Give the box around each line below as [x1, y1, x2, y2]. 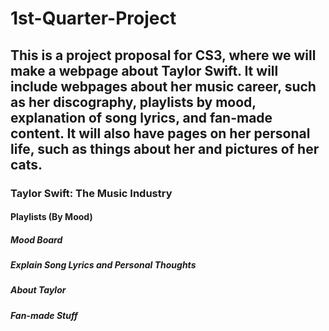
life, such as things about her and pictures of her [10, 140, 320, 157]
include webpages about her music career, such [10, 78, 317, 95]
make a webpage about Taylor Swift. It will [10, 62, 279, 79]
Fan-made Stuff [10, 309, 78, 321]
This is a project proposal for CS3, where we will [10, 47, 317, 64]
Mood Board [10, 233, 63, 246]
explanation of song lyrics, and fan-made [10, 109, 273, 126]
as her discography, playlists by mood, [10, 93, 257, 111]
